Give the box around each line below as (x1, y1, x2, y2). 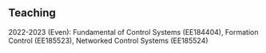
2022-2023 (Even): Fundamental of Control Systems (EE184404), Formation (8, 27, 259, 36)
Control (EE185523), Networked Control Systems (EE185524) (8, 36, 209, 45)
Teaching (8, 6, 56, 20)
